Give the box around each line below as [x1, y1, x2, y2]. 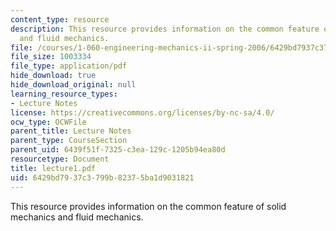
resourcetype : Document [10, 154, 110, 164]
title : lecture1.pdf [10, 163, 97, 173]
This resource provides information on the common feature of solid [10, 200, 287, 212]
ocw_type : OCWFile [10, 117, 87, 127]
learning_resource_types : [10, 89, 118, 99]
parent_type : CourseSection [10, 136, 128, 146]
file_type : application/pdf [10, 61, 128, 71]
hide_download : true [10, 71, 97, 81]
